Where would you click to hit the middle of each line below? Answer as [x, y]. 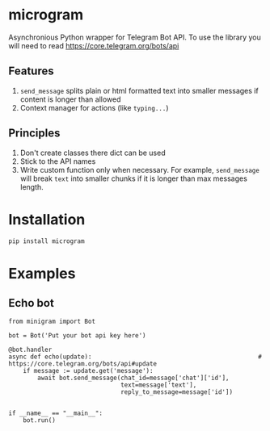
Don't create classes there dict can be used [93, 153]
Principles [34, 134]
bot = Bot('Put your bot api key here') [78, 336]
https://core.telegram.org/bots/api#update [83, 364]
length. [32, 186]
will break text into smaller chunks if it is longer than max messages [134, 178]
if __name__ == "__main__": [56, 413]
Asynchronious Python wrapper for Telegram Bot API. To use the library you [135, 37]
